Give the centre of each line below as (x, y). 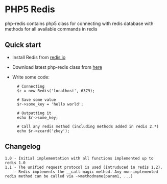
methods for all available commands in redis (51, 29)
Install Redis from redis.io (39, 57)
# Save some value (37, 100)
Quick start (23, 45)
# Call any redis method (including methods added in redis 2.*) (88, 126)
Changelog (23, 147)
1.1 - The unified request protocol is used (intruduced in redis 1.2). (84, 167)
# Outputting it (34, 113)
